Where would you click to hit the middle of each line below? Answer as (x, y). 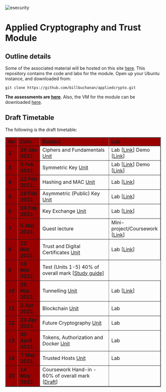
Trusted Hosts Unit (64, 358)
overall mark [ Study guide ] (73, 273)
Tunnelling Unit (60, 291)
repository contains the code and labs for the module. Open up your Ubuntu (82, 73)
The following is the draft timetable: (41, 130)
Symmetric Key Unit (65, 167)
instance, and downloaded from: (38, 79)
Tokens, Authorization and (73, 337)
